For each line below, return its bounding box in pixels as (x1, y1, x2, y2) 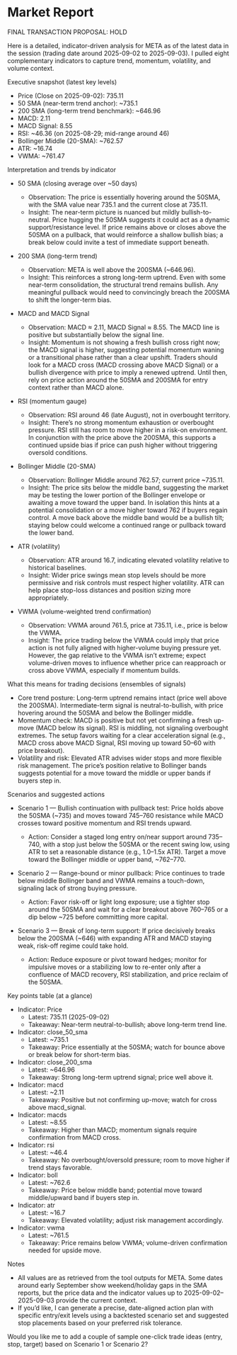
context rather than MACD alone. (28, 383, 125, 392)
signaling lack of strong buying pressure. (17, 883, 137, 892)
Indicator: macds (17, 1110, 67, 1119)
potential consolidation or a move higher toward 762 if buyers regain (28, 506, 228, 514)
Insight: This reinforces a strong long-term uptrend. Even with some (28, 273, 226, 281)
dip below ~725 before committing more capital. (28, 912, 168, 921)
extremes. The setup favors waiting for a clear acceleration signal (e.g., (17, 731, 226, 739)
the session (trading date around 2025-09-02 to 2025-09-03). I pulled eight (7, 49, 230, 57)
